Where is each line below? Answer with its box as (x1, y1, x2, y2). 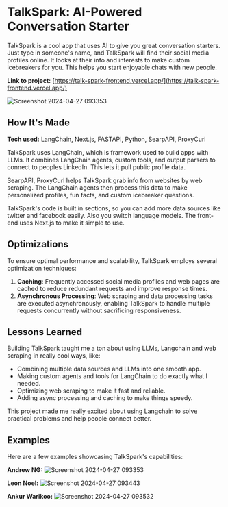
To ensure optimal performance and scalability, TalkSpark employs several (7, 256, 218, 264)
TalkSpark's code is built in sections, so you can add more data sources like (7, 203, 221, 212)
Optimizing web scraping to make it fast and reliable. (16, 386, 166, 395)
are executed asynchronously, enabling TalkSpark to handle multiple (16, 299, 210, 307)
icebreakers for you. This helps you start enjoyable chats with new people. (7, 63, 218, 71)
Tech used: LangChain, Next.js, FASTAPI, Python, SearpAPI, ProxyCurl (7, 135, 206, 143)
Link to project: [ (7, 76, 55, 84)
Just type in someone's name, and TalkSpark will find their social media (7, 49, 210, 57)
